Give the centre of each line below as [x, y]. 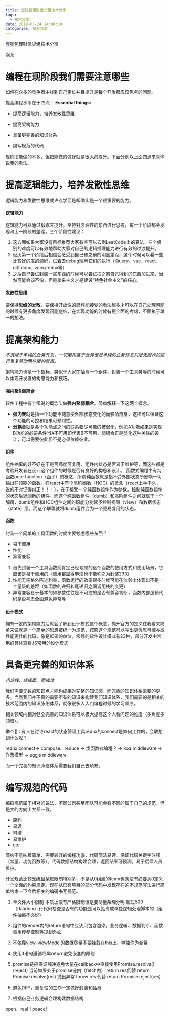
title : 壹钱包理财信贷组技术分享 [36, 10]
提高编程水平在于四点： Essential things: [48, 103]
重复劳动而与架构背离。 [34, 361]
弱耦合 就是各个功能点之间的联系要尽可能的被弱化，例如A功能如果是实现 [87, 427]
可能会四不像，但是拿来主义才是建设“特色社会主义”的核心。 [79, 280]
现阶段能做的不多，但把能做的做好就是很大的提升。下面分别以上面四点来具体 [85, 157]
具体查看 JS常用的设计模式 [41, 643]
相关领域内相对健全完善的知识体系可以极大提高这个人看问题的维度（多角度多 [85, 714]
